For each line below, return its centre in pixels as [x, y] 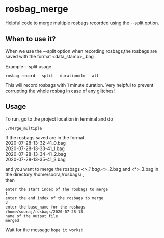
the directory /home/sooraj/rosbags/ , [45, 174]
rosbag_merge [37, 9]
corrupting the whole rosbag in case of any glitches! [60, 91]
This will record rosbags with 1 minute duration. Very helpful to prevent [79, 85]
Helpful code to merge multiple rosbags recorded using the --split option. [82, 23]
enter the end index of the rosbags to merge [54, 198]
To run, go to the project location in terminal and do [59, 119]
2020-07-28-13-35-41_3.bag [36, 159]
